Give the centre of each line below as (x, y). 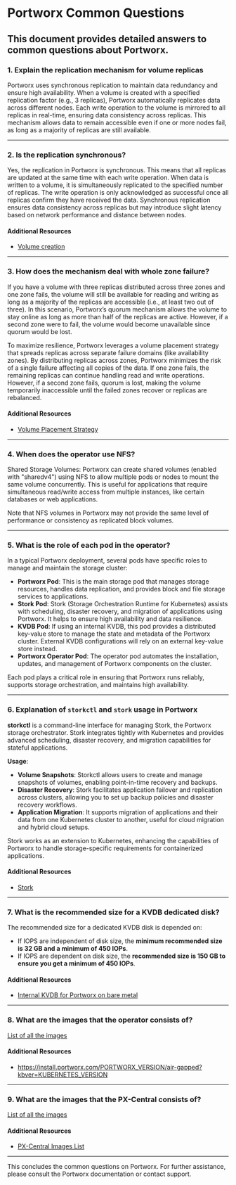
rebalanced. (25, 397)
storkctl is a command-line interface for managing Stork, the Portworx (110, 725)
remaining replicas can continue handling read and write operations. (106, 375)
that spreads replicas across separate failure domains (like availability (108, 352)
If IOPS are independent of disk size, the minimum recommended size (120, 941)
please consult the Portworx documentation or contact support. (99, 1174)
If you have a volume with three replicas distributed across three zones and (116, 287)
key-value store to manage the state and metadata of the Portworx (114, 634)
